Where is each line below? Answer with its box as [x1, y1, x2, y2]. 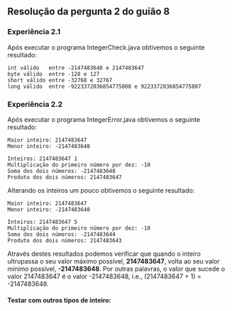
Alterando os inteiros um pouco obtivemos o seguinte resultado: [7, 186, 195, 194]
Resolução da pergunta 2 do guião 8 [7, 6, 170, 18]
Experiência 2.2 [7, 99, 63, 109]
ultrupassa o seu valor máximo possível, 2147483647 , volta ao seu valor [7, 256, 220, 265]
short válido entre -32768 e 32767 [7, 77, 113, 84]
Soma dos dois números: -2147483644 [7, 230, 116, 238]
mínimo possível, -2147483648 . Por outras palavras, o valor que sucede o [7, 264, 226, 273]
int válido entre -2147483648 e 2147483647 [7, 64, 144, 72]
